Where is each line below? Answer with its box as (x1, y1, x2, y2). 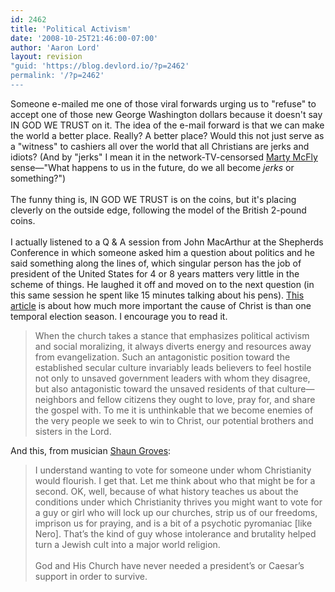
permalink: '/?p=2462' (10, 71, 105, 81)
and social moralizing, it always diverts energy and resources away (34, 340, 312, 352)
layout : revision (10, 52, 83, 62)
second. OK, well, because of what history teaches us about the (34, 485, 299, 497)
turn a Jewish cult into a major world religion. (34, 538, 221, 550)
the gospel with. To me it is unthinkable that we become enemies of (34, 404, 314, 416)
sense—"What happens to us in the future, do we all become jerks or (10, 161, 295, 173)
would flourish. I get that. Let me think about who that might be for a (34, 474, 316, 486)
